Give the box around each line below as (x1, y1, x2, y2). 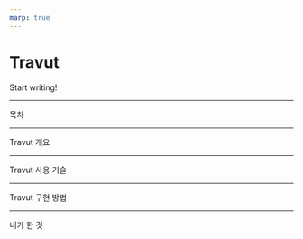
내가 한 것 (9, 219, 43, 230)
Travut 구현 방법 (9, 191, 68, 203)
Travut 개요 (9, 136, 50, 147)
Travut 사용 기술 (9, 164, 68, 175)
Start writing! (9, 82, 58, 93)
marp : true (9, 13, 50, 23)
